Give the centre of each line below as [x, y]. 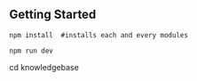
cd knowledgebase [44, 67]
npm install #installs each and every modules [99, 35]
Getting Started [53, 15]
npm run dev [31, 51]
